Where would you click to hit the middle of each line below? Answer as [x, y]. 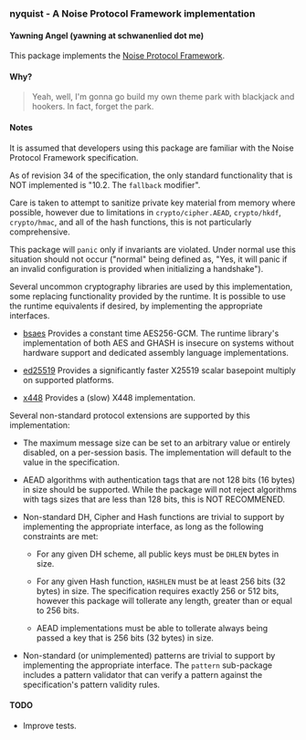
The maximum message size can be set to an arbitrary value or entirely [156, 443]
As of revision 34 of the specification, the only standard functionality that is [151, 175]
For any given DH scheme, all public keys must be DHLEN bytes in [158, 554]
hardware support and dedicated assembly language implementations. [156, 352]
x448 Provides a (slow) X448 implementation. [109, 397]
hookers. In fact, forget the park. [93, 107]
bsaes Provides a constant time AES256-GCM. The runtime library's [151, 333]
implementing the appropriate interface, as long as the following [143, 526]
